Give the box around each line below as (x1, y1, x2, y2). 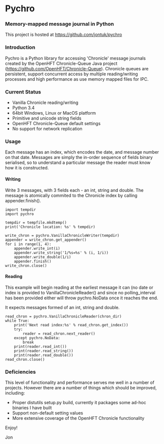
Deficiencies (5, 368, 36, 375)
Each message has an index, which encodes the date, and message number (5, 149, 159, 155)
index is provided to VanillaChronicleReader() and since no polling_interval (5, 289, 156, 295)
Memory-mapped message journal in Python (5, 21, 114, 28)
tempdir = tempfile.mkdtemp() (5, 220, 67, 225)
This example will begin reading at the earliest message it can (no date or (5, 284, 154, 290)
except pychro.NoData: (14, 335, 60, 340)
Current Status (5, 88, 41, 95)
